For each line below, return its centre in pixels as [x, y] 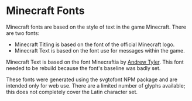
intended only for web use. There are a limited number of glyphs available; [96, 85]
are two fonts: [23, 33]
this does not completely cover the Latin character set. [72, 92]
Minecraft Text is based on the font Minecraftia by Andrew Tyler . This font [95, 62]
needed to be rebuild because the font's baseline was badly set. [83, 68]
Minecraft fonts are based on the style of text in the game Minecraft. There [96, 27]
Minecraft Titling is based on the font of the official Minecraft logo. [95, 44]
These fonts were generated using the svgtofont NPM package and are [92, 79]
